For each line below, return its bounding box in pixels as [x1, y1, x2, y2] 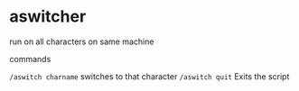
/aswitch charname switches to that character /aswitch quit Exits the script [9, 70, 290, 82]
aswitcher [9, 6, 87, 27]
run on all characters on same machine [9, 36, 154, 47]
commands [9, 53, 51, 64]
